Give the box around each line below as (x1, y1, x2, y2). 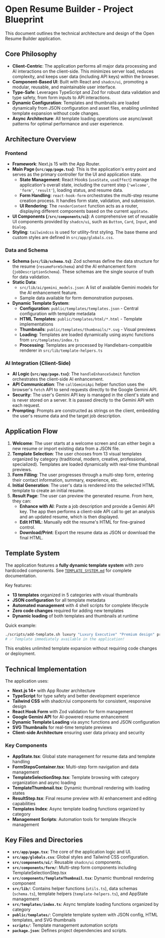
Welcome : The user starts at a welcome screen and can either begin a (12, 440, 155, 446)
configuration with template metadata (19, 310, 96, 317)
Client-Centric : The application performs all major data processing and (12, 63, 157, 69)
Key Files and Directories (5, 836, 83, 844)
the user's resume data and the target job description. (12, 413, 122, 419)
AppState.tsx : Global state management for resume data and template (12, 753, 156, 759)
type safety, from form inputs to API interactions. (12, 94, 111, 100)
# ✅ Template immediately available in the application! (5, 636, 125, 642)
